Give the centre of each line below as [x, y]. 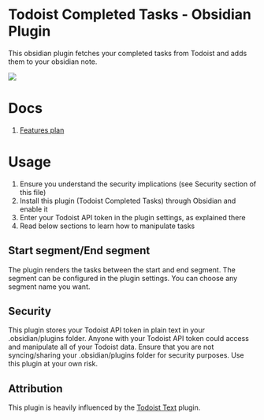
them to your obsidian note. [53, 62]
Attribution [35, 388]
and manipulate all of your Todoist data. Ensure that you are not [111, 347]
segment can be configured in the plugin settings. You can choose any [123, 278]
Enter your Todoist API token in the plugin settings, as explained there [132, 217]
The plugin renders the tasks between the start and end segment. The [122, 269]
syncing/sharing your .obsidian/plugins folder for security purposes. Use [126, 355]
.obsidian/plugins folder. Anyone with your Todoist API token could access [129, 339]
